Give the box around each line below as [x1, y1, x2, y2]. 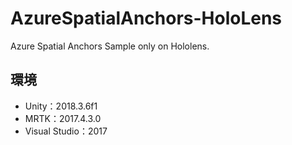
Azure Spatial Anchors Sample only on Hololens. [10, 40, 210, 52]
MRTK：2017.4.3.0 [24, 112, 102, 124]
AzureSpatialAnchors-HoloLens [10, 7, 283, 30]
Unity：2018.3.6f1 [24, 100, 98, 112]
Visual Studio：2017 [24, 125, 108, 137]
